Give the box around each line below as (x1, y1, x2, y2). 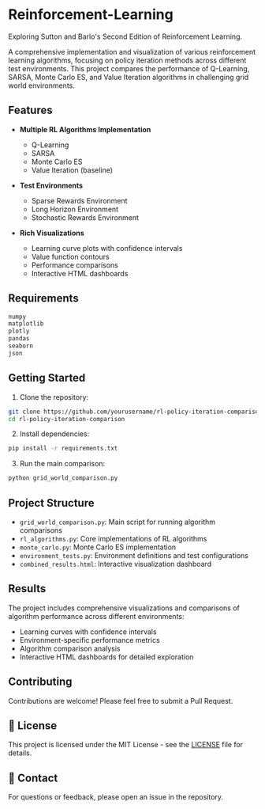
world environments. (8, 81, 75, 90)
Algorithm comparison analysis (19, 644, 121, 653)
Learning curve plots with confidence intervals (31, 243, 183, 253)
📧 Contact (8, 771, 58, 784)
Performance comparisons (31, 260, 118, 270)
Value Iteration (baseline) (31, 165, 113, 175)
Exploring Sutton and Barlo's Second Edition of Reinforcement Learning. (8, 32, 243, 41)
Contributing (8, 675, 73, 689)
